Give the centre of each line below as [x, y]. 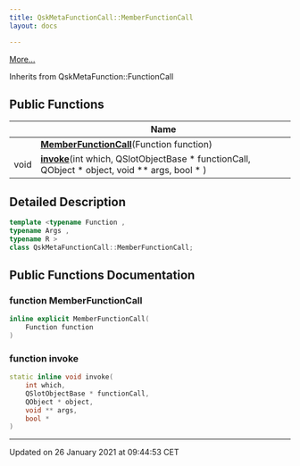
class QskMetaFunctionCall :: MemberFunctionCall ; [101, 247]
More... [22, 59]
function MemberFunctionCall [76, 300]
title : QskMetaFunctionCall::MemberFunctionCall [101, 17]
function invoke [44, 358]
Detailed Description [68, 202]
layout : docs [33, 26]
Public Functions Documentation [102, 275]
